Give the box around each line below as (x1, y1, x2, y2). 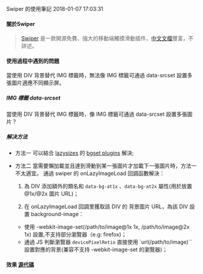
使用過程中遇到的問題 (6, 57, 59, 65)
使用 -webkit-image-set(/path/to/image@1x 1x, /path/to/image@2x (24, 223, 190, 231)
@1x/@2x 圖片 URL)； (24, 190, 79, 197)
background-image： (31, 211, 85, 218)
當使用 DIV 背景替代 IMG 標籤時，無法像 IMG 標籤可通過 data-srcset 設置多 (6, 72, 193, 79)
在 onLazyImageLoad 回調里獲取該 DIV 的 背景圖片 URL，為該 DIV (24, 203, 188, 210)
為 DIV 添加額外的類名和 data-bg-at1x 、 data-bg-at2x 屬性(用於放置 (24, 183, 192, 190)
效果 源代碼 (6, 261, 34, 268)
